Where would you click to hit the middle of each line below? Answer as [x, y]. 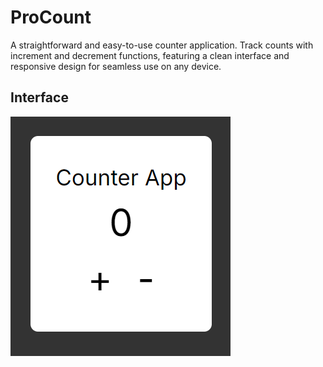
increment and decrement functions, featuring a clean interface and [150, 55]
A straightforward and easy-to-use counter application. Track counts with [162, 45]
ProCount [51, 17]
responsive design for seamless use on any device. [116, 66]
